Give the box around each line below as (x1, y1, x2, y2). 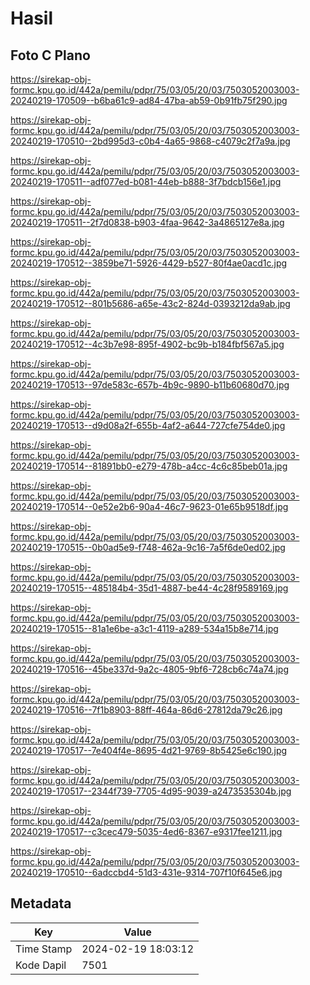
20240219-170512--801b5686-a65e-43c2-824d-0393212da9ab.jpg (10, 298, 291, 309)
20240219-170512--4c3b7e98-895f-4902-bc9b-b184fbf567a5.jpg (10, 338, 285, 350)
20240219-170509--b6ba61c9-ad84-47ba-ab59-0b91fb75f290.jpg (10, 95, 288, 106)
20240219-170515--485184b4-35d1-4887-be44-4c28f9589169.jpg (10, 582, 289, 594)
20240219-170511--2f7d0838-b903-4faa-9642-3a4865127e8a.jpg (10, 217, 285, 228)
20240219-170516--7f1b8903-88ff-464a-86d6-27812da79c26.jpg (10, 704, 283, 716)
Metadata (10, 895, 72, 912)
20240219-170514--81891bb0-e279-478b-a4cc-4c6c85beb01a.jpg (10, 460, 288, 472)
